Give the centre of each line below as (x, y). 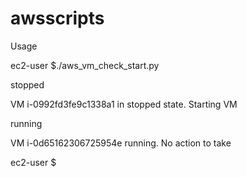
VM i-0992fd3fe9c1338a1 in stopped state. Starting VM (124, 104)
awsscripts (57, 18)
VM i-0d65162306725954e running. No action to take (121, 143)
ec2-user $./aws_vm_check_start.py (85, 65)
